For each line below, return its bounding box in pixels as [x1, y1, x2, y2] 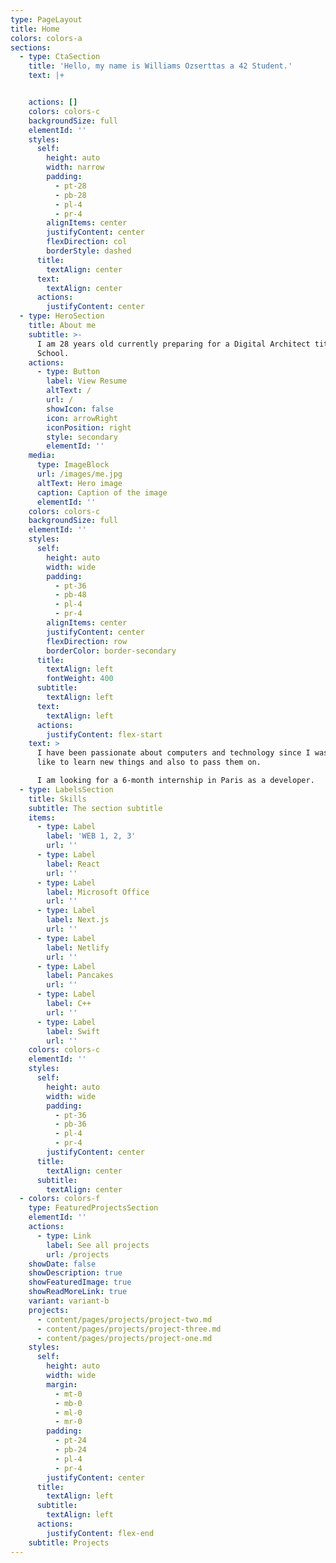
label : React [46, 859, 101, 869]
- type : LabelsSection [19, 784, 114, 795]
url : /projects [46, 1249, 110, 1260]
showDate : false [28, 1259, 97, 1269]
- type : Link [36, 1231, 92, 1241]
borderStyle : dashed [46, 246, 132, 256]
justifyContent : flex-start [46, 729, 163, 740]
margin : [46, 1379, 78, 1390]
